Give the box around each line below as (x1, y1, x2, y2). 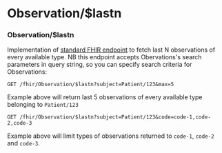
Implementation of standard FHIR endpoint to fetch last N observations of (7, 45, 216, 54)
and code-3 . (7, 139, 40, 147)
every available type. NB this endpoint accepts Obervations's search (7, 53, 202, 61)
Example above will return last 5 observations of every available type (7, 93, 203, 101)
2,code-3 (7, 120, 32, 127)
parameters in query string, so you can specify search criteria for (7, 61, 192, 69)
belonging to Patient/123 (7, 101, 79, 109)
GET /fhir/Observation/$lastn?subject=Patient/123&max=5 (7, 81, 174, 88)
